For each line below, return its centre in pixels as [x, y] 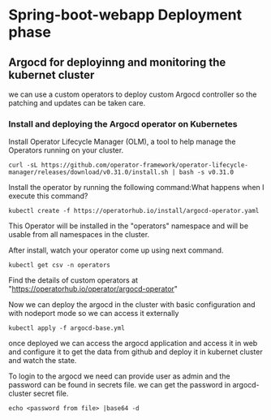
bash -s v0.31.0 [206, 172]
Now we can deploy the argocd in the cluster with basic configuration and [132, 305]
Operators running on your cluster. [66, 150]
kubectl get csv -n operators [60, 266]
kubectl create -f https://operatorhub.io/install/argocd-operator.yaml [134, 211]
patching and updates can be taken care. [77, 103]
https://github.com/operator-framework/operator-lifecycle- [145, 165]
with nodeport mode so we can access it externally [94, 314]
